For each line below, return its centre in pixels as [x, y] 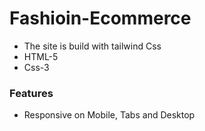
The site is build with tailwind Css [92, 46]
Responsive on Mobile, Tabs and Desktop [109, 115]
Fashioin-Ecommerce [100, 18]
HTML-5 [41, 56]
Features [31, 93]
